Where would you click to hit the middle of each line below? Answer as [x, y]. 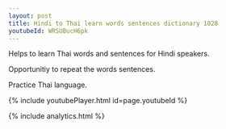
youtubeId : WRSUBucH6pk [48, 31]
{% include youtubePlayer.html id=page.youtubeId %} [98, 101]
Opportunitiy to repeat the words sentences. [82, 69]
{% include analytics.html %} [56, 116]
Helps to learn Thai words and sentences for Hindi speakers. [109, 54]
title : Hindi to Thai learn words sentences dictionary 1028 [113, 23]
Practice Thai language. [48, 85]
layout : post [30, 16]
